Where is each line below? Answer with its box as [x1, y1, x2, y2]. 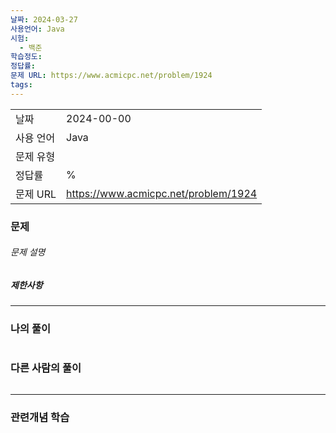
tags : [10, 80, 33, 90]
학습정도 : [10, 52, 43, 62]
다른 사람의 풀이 [10, 361, 82, 375]
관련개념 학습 [10, 410, 70, 424]
